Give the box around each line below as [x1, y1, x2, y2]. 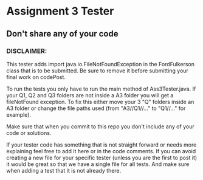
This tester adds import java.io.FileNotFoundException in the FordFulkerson [6, 60, 194, 67]
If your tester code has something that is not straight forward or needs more [6, 141, 197, 148]
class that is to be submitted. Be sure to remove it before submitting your [6, 67, 188, 74]
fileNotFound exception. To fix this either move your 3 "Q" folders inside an [6, 98, 194, 105]
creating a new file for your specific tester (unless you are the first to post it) [6, 154, 198, 161]
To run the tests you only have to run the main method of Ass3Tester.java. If [6, 85, 196, 92]
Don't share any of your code [6, 29, 119, 39]
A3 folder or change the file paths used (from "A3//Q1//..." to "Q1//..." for [6, 105, 186, 112]
